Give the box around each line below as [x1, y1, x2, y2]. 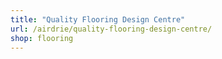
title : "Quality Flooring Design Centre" [10, 14, 186, 25]
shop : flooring [10, 33, 74, 43]
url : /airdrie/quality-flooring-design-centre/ [10, 24, 213, 34]
